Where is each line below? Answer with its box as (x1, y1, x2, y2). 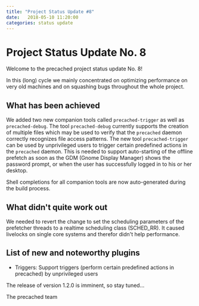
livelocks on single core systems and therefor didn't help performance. (6, 230, 181, 237)
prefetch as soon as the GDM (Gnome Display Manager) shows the (6, 154, 171, 162)
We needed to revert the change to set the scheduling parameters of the (6, 218, 184, 225)
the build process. (6, 185, 51, 192)
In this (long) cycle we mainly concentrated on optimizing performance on (6, 77, 188, 84)
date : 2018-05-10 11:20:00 (6, 14, 79, 20)
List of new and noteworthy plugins (6, 248, 140, 258)
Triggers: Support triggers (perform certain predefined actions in (14, 264, 175, 271)
